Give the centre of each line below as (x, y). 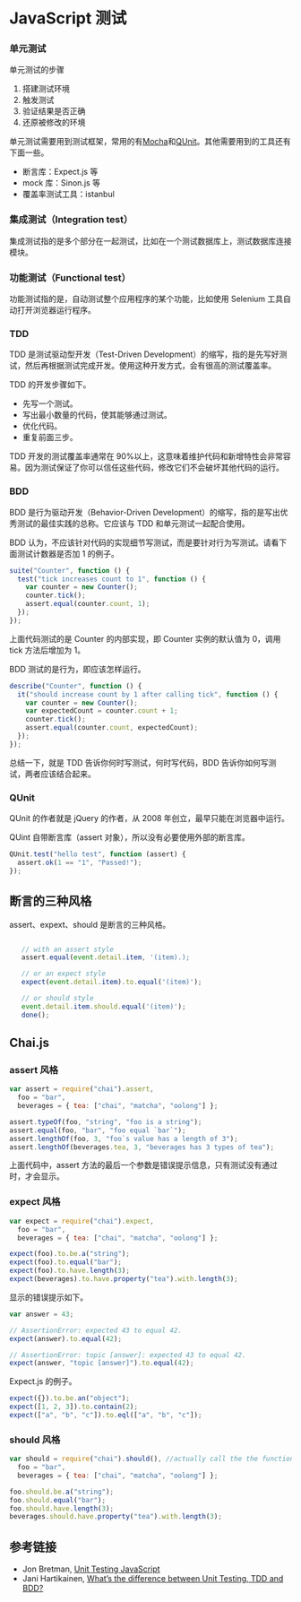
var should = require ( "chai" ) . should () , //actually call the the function (152, 1459)
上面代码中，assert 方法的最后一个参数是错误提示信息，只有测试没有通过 (143, 1165)
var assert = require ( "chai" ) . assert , (82, 1089)
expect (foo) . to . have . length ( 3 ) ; (69, 1271)
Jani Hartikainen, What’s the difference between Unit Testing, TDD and (153, 1579)
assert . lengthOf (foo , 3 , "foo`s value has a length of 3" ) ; (124, 1139)
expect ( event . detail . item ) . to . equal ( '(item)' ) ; (112, 983)
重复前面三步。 (50, 437)
